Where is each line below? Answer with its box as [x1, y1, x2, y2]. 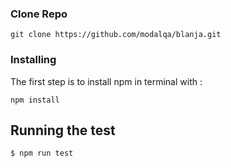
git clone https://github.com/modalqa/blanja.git [10, 30, 222, 40]
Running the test [10, 122, 116, 139]
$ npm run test [10, 148, 74, 159]
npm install [10, 95, 60, 105]
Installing [10, 53, 57, 67]
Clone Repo [10, 7, 68, 21]
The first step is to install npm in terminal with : [10, 75, 203, 87]
